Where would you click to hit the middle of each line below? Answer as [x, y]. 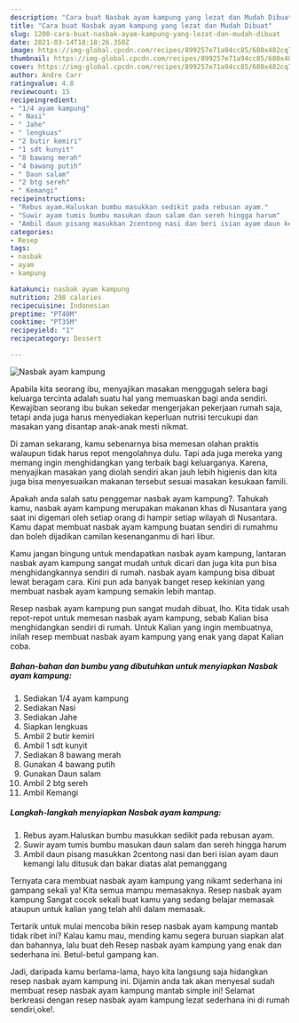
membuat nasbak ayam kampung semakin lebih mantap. [113, 591]
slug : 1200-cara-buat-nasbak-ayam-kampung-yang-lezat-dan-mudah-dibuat [145, 34]
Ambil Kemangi [51, 792]
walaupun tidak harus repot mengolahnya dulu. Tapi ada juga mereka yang [146, 452]
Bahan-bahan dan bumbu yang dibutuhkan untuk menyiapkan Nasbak [144, 666]
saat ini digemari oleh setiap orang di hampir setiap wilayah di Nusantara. [144, 517]
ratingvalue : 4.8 [42, 83]
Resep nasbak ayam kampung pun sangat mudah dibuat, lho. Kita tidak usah [150, 608]
